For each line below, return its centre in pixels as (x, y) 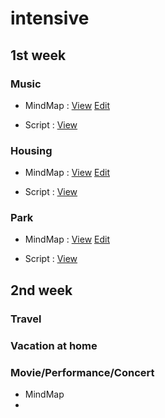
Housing (31, 150)
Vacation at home (54, 345)
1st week (38, 55)
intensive (50, 18)
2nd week (41, 290)
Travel (26, 319)
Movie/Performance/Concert (82, 372)
